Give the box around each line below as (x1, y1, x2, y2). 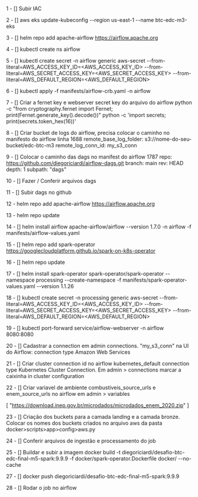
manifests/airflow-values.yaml (6, 230, 80, 236)
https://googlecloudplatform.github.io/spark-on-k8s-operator (6, 247, 155, 254)
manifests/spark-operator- (122, 276, 187, 283)
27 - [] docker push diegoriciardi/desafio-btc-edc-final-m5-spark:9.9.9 (6, 473, 180, 480)
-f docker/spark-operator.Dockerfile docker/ (69, 455, 177, 462)
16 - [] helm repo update (6, 259, 65, 266)
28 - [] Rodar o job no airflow (6, 485, 77, 491)
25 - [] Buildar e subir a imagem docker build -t (6, 449, 121, 456)
